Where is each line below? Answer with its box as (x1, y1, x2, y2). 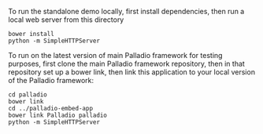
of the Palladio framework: (8, 76, 94, 85)
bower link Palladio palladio (8, 111, 108, 119)
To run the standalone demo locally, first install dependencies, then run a (8, 7, 245, 16)
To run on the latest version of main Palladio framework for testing (8, 51, 223, 60)
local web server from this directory (8, 15, 124, 24)
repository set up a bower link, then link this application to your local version (8, 67, 256, 77)
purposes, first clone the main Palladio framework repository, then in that (8, 59, 246, 68)
